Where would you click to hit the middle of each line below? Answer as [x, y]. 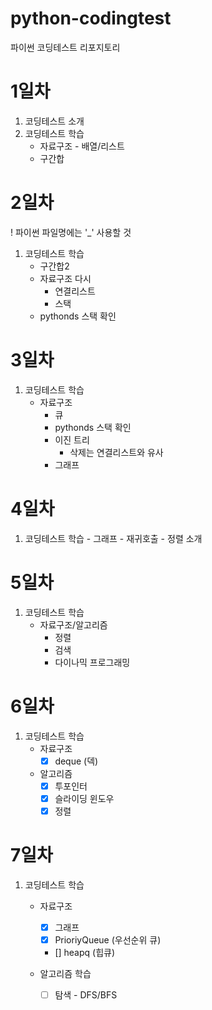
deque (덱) [76, 761]
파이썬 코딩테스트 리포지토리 [65, 47]
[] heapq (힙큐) [85, 952]
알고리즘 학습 [65, 973]
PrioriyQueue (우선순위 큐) [108, 939]
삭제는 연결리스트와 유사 [116, 452]
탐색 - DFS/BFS [86, 994]
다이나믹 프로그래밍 [92, 662]
